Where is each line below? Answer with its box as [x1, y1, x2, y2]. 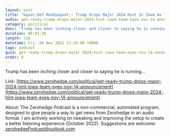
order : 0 [5, 54, 24, 60]
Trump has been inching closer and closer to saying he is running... [5, 68, 146, 75]
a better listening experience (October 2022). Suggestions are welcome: [5, 120, 156, 127]
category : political [5, 21, 49, 27]
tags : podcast [5, 45, 35, 50]
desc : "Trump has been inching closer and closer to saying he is [5, 26, 148, 31]
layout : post [5, 7, 33, 13]
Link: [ [5, 78, 19, 84]
